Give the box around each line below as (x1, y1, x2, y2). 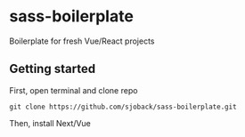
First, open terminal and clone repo (9, 85, 138, 95)
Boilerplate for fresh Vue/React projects (9, 36, 155, 46)
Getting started (9, 61, 96, 77)
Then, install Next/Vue (9, 117, 92, 128)
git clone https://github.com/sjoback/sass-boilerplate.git (9, 102, 238, 111)
